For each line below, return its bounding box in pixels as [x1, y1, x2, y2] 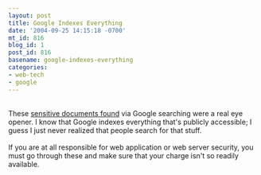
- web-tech [8, 71, 45, 79]
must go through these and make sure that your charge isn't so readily [8, 150, 239, 160]
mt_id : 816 [8, 33, 45, 42]
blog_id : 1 [8, 41, 45, 49]
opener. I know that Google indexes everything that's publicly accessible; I [8, 117, 252, 126]
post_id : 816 [8, 49, 52, 56]
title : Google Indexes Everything [8, 19, 123, 27]
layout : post [8, 11, 52, 20]
